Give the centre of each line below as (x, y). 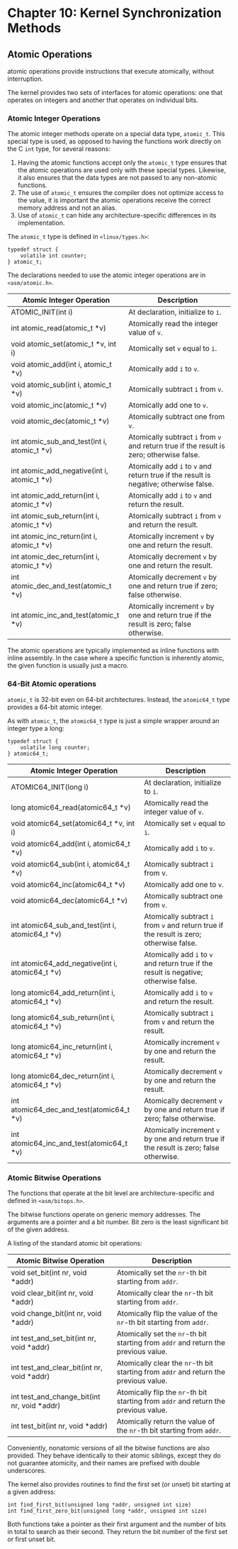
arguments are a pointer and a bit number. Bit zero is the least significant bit (118, 1221)
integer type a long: (36, 728)
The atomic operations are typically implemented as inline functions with (113, 651)
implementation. (41, 223)
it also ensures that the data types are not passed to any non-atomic (117, 178)
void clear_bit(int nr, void (52, 1293)
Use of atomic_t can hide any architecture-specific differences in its (117, 216)
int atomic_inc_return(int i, (54, 537)
